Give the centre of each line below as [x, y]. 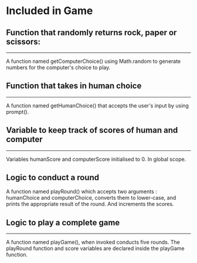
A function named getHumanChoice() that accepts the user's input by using [98, 105]
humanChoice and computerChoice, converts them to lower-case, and [91, 198]
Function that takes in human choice [74, 86]
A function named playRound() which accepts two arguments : [81, 191]
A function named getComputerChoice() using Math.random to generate [94, 61]
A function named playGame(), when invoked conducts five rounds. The [93, 242]
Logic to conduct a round [53, 178]
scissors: [23, 41]
